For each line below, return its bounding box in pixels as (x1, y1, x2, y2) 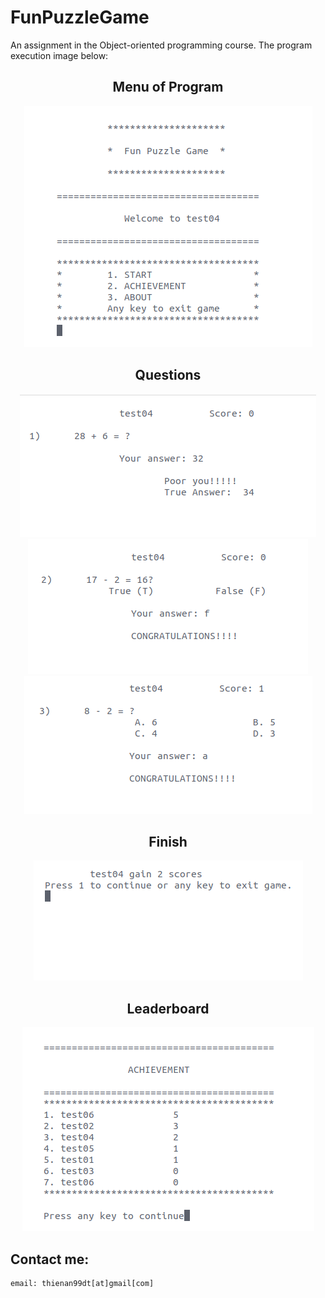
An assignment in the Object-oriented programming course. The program (10, 39, 313, 51)
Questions (134, 367, 202, 384)
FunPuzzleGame (10, 6, 150, 29)
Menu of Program (112, 79, 224, 96)
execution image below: (10, 49, 109, 61)
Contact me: (10, 1251, 90, 1268)
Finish (148, 833, 188, 850)
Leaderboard (126, 1000, 210, 1017)
